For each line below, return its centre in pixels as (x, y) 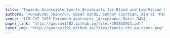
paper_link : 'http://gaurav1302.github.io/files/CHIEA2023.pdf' (74, 23)
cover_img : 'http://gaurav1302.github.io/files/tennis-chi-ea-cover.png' (85, 28)
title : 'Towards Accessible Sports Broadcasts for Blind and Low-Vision (83, 10)
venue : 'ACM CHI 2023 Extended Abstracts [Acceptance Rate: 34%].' (78, 19)
